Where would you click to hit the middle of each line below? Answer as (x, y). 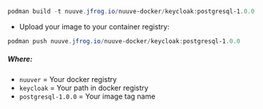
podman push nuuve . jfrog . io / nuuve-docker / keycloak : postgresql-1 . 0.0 (124, 41)
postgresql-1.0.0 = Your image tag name (87, 96)
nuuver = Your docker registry (68, 79)
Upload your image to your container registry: (94, 26)
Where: (20, 59)
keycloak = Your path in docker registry (84, 88)
